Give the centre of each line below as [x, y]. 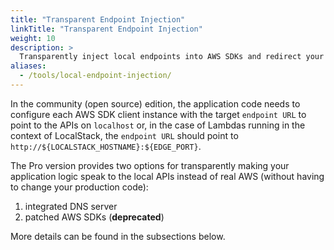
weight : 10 [33, 38]
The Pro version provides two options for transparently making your [150, 165]
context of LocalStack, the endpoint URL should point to [124, 135]
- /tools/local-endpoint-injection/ [95, 76]
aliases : [28, 66]
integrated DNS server [71, 206]
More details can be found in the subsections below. [118, 236]
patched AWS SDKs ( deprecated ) [94, 217]
